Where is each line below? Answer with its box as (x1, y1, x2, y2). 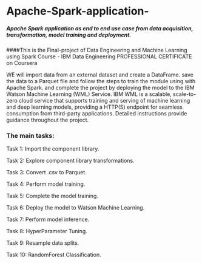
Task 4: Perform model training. (6, 180, 86, 188)
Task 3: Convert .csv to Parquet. (6, 169, 87, 176)
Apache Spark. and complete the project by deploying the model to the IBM (6, 84, 195, 92)
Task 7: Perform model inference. (6, 216, 90, 223)
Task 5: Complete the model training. (6, 193, 99, 200)
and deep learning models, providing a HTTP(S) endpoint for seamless (6, 103, 183, 111)
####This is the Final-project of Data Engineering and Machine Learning (6, 47, 187, 54)
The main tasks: (6, 132, 55, 140)
